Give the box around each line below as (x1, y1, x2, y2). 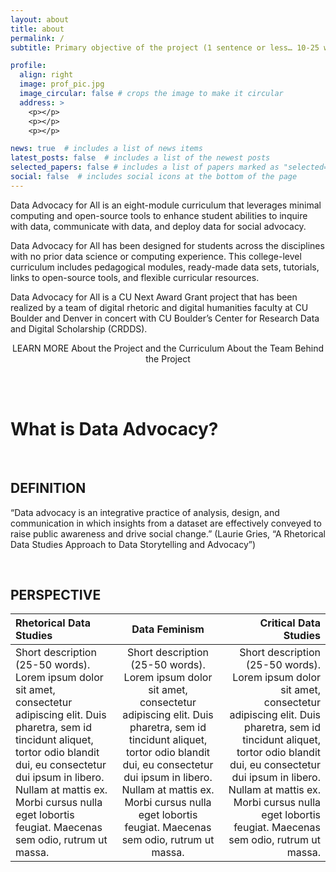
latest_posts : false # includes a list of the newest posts (10, 153, 271, 163)
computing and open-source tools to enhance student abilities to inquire (10, 209, 308, 221)
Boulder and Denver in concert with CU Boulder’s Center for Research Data (10, 312, 320, 324)
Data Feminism (131, 622, 205, 636)
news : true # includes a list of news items (10, 144, 203, 154)
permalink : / (10, 33, 65, 43)
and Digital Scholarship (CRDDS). (10, 322, 148, 335)
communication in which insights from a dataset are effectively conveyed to (10, 517, 322, 529)
